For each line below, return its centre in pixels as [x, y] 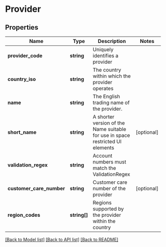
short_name [22, 132]
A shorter [104, 117]
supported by [108, 209]
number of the [109, 188]
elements [104, 148]
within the [104, 221]
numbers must [109, 162]
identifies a [105, 56]
